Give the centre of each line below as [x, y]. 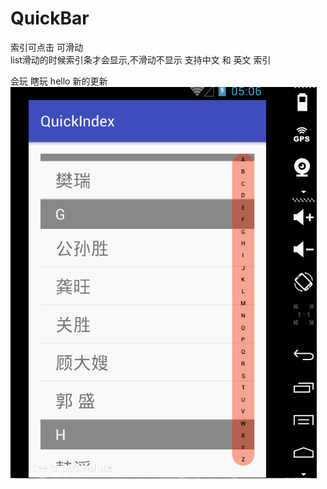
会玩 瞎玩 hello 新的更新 [59, 81]
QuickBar [50, 18]
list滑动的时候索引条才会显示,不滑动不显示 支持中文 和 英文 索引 [141, 59]
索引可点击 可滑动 [46, 47]
